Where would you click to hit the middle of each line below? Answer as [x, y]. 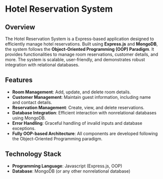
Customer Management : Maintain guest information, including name [81, 97]
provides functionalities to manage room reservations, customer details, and [82, 54]
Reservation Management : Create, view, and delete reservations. [78, 107]
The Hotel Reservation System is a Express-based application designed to [80, 39]
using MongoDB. [29, 118]
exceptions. [24, 128]
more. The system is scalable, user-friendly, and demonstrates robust [75, 59]
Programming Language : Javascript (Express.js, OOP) [67, 166]
